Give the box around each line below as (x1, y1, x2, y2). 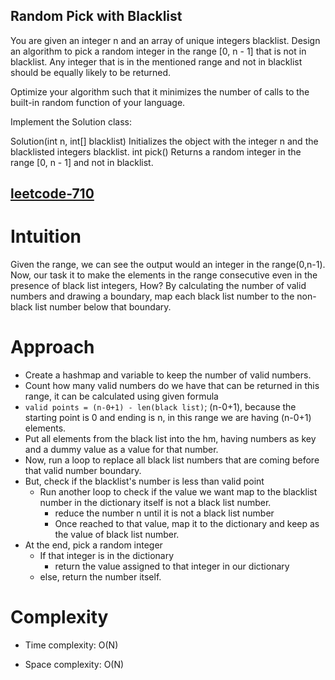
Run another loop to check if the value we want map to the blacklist (39, 486, 318, 498)
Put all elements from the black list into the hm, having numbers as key (24, 433, 317, 445)
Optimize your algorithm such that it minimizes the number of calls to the (10, 85, 310, 98)
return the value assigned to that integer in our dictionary (54, 560, 290, 573)
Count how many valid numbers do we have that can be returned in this (24, 380, 320, 392)
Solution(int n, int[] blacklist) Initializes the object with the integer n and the (10, 135, 319, 147)
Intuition (10, 225, 82, 248)
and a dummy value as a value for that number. (24, 444, 219, 456)
